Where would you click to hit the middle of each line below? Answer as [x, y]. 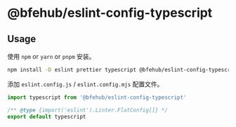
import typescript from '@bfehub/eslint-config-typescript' [97, 97]
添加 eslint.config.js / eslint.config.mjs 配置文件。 [85, 84]
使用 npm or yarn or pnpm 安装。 [51, 56]
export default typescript [47, 116]
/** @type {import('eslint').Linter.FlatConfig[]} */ [88, 110]
